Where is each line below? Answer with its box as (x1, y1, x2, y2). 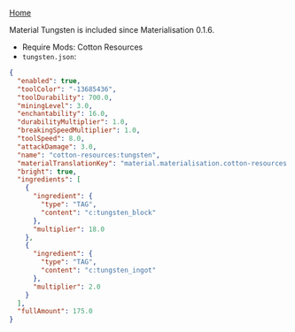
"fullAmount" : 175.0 (17, 307, 93, 316)
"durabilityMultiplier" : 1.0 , (17, 118, 128, 127)
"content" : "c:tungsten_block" (41, 208, 157, 217)
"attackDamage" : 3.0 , (17, 142, 97, 151)
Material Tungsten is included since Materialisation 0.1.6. (9, 25, 215, 35)
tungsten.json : (21, 51, 77, 61)
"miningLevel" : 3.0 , (17, 101, 93, 110)
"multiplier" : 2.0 (32, 282, 101, 291)
